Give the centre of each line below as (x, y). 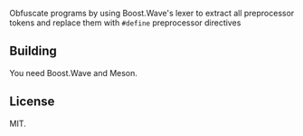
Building (33, 51)
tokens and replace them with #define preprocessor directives (125, 23)
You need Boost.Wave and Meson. (74, 73)
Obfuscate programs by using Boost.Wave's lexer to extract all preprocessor (152, 13)
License (32, 102)
